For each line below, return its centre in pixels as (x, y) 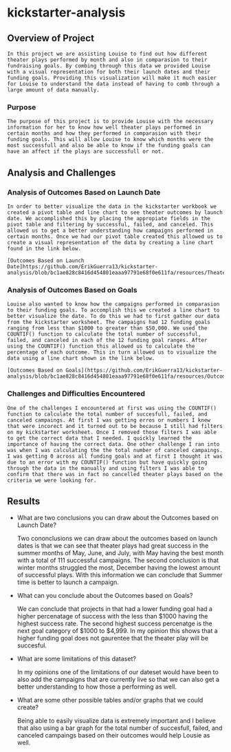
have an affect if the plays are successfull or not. (86, 152)
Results (24, 501)
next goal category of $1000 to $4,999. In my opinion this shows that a (117, 631)
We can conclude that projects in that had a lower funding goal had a (115, 609)
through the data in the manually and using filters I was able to (106, 468)
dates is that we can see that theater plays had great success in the (113, 546)
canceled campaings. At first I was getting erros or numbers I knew (109, 420)
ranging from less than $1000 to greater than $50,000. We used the (107, 328)
